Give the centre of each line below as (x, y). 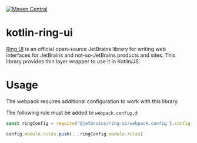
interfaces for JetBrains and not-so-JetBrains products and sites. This (91, 55)
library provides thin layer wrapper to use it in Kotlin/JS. (73, 61)
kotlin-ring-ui (40, 33)
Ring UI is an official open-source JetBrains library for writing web (86, 49)
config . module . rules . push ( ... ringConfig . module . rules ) (75, 134)
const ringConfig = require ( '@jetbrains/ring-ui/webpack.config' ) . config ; (100, 123)
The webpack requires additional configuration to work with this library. (93, 101)
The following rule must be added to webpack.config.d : (73, 113)
